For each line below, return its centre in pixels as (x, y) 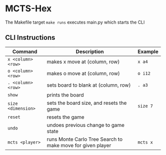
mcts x (145, 142)
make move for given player (79, 145)
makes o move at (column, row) (83, 73)
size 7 (145, 106)
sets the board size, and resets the (87, 103)
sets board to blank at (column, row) (89, 85)
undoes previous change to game (86, 125)
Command (25, 51)
